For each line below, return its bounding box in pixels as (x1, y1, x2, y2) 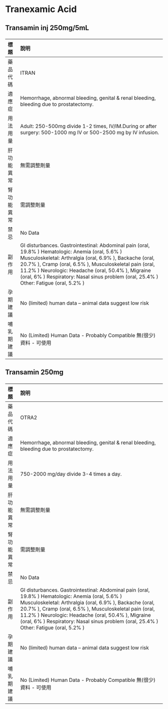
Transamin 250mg (5, 368, 64, 377)
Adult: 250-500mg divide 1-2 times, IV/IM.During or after (20, 122, 157, 129)
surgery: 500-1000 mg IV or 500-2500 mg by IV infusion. (20, 129, 159, 136)
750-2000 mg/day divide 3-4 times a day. (20, 470, 122, 477)
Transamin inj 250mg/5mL (5, 24, 89, 32)
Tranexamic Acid (5, 4, 77, 15)
